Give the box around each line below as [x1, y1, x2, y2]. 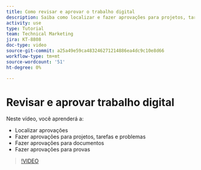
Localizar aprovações [14, 127, 68, 134]
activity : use [6, 20, 42, 26]
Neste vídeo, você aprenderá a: [6, 115, 84, 123]
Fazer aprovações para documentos [14, 139, 105, 147]
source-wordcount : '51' [6, 59, 66, 65]
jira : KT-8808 [6, 37, 42, 42]
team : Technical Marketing [6, 31, 74, 37]
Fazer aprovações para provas [14, 146, 91, 153]
